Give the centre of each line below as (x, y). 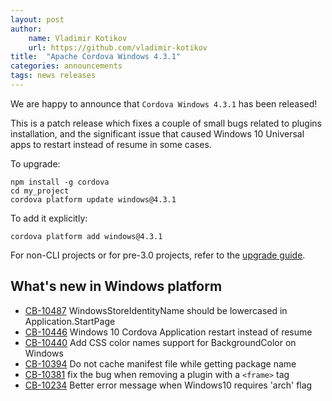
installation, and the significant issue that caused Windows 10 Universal (157, 133)
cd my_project (40, 191)
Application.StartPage (70, 321)
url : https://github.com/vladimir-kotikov (118, 47)
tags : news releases (53, 76)
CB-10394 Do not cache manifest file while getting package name (160, 363)
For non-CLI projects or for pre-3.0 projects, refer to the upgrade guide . (158, 255)
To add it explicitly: (49, 218)
